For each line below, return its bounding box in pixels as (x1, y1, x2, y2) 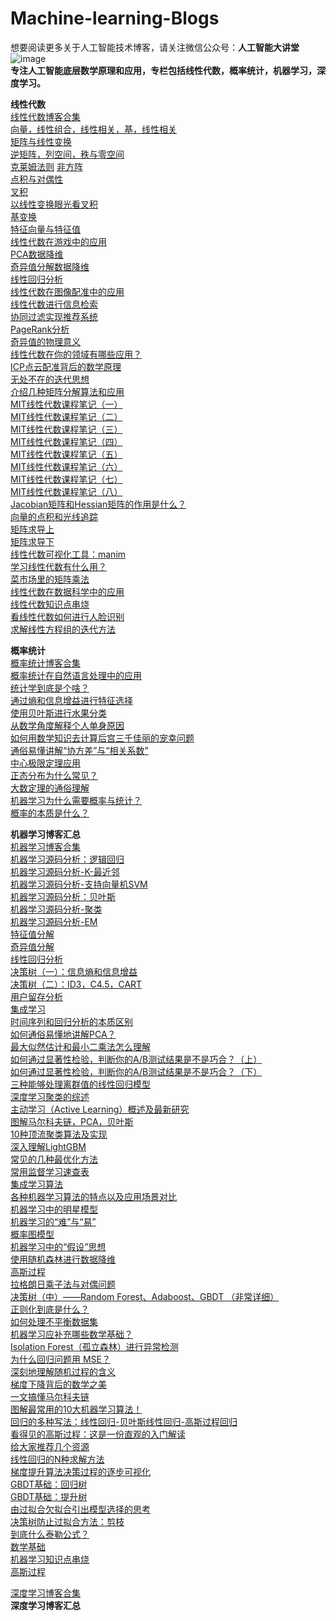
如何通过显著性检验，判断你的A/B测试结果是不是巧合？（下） (10, 1065, 263, 1077)
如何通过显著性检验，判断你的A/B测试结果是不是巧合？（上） (10, 1053, 263, 1065)
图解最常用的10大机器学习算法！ (10, 1403, 143, 1415)
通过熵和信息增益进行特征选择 (10, 694, 133, 706)
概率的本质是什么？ (10, 807, 90, 819)
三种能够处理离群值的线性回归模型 (10, 1078, 151, 1090)
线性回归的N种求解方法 (10, 1453, 105, 1465)
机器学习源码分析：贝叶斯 (10, 890, 116, 902)
